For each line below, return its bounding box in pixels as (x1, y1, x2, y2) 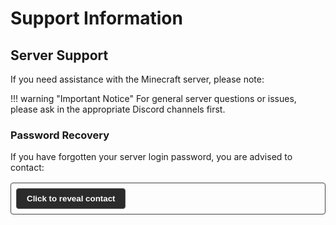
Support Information (10, 7, 183, 30)
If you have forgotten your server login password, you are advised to (10, 151, 293, 163)
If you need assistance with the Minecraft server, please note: (10, 73, 265, 85)
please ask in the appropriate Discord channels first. (10, 103, 226, 115)
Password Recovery (10, 128, 110, 142)
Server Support (10, 47, 109, 64)
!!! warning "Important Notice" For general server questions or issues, (10, 93, 297, 104)
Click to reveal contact (26, 193, 116, 204)
